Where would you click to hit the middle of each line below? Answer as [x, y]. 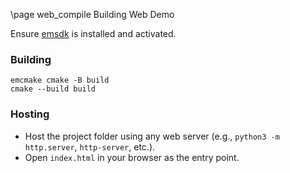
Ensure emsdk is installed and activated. [93, 33]
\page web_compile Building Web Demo [92, 14]
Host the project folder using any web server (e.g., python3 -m [152, 136]
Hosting [30, 114]
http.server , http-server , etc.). [90, 146]
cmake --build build [53, 89]
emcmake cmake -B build [60, 80]
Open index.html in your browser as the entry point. [132, 157]
